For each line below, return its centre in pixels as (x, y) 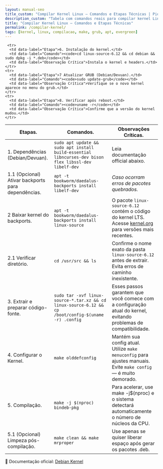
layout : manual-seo (25, 9)
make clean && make (76, 438)
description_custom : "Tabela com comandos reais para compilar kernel (78, 18)
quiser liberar (127, 437)
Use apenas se (129, 431)
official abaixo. (129, 161)
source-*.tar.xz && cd (80, 300)
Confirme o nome (132, 243)
